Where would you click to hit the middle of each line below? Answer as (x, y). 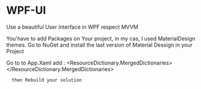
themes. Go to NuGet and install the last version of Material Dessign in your (99, 45)
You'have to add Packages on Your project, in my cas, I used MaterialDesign (101, 38)
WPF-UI (26, 10)
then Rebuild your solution (47, 80)
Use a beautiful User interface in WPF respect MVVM (72, 27)
